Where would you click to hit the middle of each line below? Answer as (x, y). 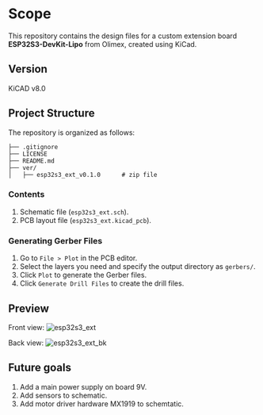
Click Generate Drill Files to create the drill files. (102, 283)
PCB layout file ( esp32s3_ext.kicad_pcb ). (86, 220)
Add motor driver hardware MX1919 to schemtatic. (102, 403)
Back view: (26, 343)
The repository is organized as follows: (72, 133)
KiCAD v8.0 (27, 88)
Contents (27, 194)
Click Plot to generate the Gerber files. (83, 275)
